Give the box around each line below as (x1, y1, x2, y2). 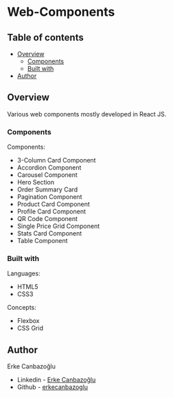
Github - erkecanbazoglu (16, 383, 88, 391)
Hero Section (16, 178, 55, 187)
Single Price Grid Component (16, 222, 100, 231)
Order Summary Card (16, 185, 78, 193)
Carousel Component (16, 171, 78, 179)
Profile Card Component (16, 207, 86, 216)
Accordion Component (16, 163, 82, 172)
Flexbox (16, 317, 40, 325)
